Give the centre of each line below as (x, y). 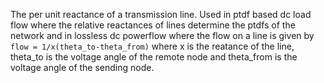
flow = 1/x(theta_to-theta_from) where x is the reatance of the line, (152, 46)
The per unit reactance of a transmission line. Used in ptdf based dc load (161, 14)
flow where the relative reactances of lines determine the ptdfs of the (153, 25)
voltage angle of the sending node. (82, 67)
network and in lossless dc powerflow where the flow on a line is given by (162, 35)
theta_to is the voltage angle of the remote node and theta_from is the (154, 57)
